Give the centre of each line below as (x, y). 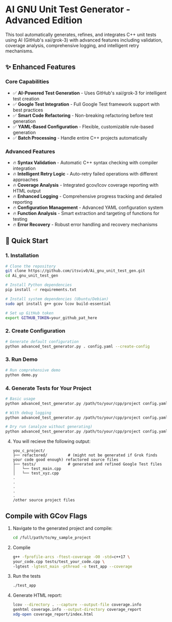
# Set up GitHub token (29, 313)
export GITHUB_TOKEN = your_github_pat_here (51, 318)
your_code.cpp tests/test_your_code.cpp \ (59, 561)
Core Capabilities (27, 82)
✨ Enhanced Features (40, 67)
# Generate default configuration (42, 342)
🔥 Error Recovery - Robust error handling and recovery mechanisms (85, 224)
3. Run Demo (21, 359)
